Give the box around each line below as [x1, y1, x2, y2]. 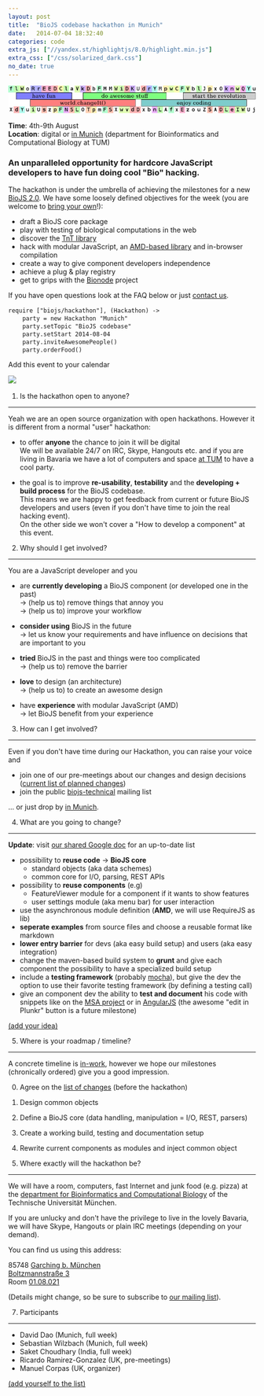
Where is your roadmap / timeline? [19, 1037, 131, 1046]
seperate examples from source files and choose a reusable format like [19, 923, 253, 932]
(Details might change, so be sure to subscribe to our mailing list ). [8, 1292, 222, 1302]
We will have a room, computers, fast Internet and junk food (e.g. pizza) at [8, 1181, 248, 1191]
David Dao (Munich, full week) [19, 1330, 118, 1340]
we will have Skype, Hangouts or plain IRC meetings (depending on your [8, 1221, 242, 1231]
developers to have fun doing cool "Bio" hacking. [8, 168, 200, 179]
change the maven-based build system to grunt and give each [19, 956, 222, 965]
